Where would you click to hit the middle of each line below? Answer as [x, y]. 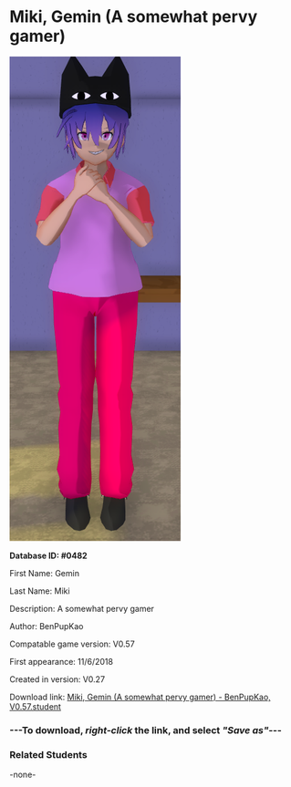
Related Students [49, 754]
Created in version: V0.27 [57, 679]
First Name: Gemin [45, 573]
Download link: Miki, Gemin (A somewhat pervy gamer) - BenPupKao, [140, 697]
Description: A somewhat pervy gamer [82, 608]
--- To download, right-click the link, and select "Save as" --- [146, 730]
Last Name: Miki [40, 591]
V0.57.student [36, 706]
